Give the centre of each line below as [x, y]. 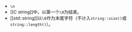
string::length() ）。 [31, 24]
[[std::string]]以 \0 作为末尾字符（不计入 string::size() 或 [68, 18]
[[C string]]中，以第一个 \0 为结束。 [46, 12]
